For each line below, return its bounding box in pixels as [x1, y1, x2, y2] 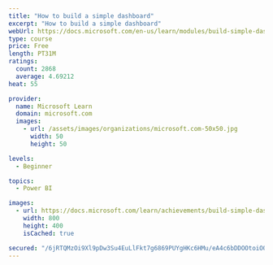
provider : [8, 94, 42, 102]
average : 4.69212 [15, 72, 75, 80]
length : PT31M [8, 50, 57, 58]
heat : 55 [8, 80, 38, 88]
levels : [8, 154, 35, 163]
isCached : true [23, 229, 75, 237]
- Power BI [15, 185, 53, 193]
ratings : [8, 58, 38, 66]
